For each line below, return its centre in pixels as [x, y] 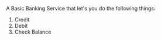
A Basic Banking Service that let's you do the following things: [81, 8]
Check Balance [33, 32]
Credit [22, 19]
